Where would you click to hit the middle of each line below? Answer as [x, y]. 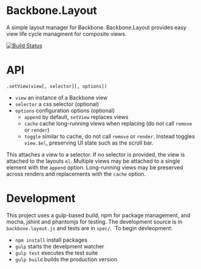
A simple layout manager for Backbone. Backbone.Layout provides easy [97, 27]
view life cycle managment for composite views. [66, 33]
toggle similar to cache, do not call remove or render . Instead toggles [110, 136]
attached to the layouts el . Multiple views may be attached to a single [93, 161]
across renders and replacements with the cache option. [76, 174]
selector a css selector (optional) [57, 104]
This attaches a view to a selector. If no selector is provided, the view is [96, 154]
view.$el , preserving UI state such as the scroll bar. [89, 143]
